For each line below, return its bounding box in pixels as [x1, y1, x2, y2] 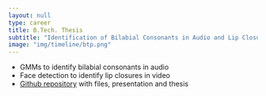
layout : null [8, 11, 51, 20]
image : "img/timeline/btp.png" [8, 41, 112, 49]
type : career [8, 19, 51, 27]
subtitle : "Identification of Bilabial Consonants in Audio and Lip [8, 33, 239, 42]
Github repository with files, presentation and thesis [19, 79, 189, 89]
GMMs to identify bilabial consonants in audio [19, 62, 169, 72]
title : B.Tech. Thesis [8, 26, 83, 34]
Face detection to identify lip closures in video [19, 71, 170, 80]
